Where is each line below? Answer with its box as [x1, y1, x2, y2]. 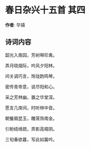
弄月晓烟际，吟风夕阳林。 [5, 63, 57, 69]
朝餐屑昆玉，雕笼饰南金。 [5, 115, 57, 121]
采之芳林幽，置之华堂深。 [5, 94, 57, 100]
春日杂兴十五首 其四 [5, 4, 86, 16]
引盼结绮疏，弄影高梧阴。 [5, 126, 57, 132]
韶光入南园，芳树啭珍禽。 [5, 52, 57, 58]
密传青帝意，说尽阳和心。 [5, 83, 57, 89]
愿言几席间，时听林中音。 [5, 105, 57, 111]
